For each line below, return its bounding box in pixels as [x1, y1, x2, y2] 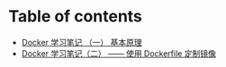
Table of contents [8, 6, 143, 27]
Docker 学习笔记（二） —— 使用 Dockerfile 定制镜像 [21, 47, 217, 59]
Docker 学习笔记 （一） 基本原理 [21, 37, 142, 47]
